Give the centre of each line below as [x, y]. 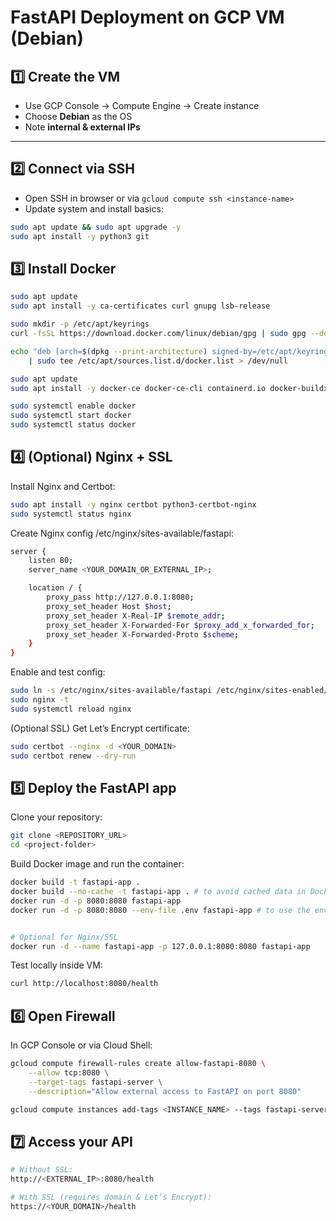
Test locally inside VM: [56, 965]
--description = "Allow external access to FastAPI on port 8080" [165, 1091]
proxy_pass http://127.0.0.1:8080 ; [120, 597]
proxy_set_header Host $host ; [109, 606]
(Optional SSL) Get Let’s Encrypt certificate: [100, 728]
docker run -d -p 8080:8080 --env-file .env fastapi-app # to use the [160, 910]
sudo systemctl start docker [71, 416]
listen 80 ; [51, 561]
